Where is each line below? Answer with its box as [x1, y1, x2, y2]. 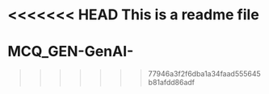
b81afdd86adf [148, 78, 195, 88]
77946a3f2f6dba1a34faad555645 [148, 69, 262, 79]
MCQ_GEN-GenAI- [7, 43, 134, 61]
